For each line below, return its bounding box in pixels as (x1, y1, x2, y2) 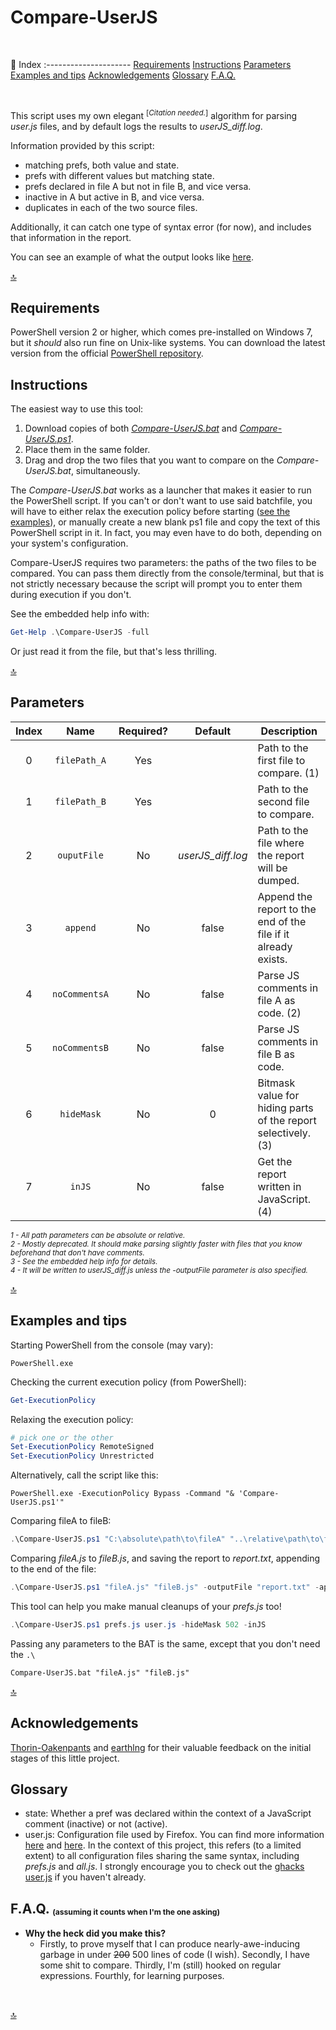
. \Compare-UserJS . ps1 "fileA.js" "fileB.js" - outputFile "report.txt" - (10, 1582, 320, 1593)
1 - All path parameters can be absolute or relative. (10, 1230, 186, 1240)
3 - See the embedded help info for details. (10, 1256, 158, 1266)
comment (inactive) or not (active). (24, 1818, 168, 1830)
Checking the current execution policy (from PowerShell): (10, 1376, 247, 1388)
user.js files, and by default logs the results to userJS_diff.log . (10, 120, 263, 132)
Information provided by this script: (10, 139, 155, 151)
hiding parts (257, 1101, 314, 1115)
